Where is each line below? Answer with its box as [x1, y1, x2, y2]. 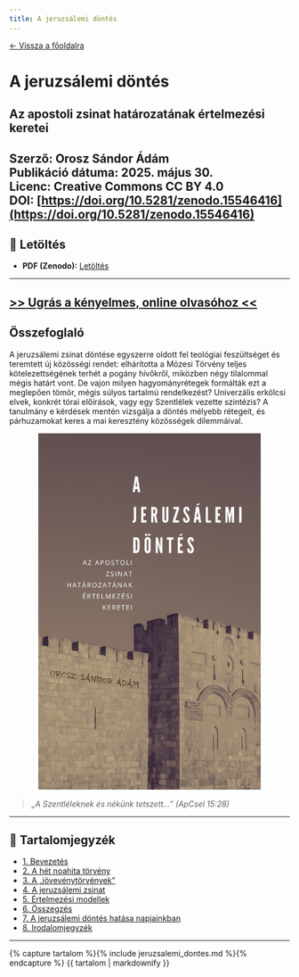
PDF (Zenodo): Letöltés [21, 261, 109, 271]
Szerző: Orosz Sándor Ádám [9, 151, 170, 166]
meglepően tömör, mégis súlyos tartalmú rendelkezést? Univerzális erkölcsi [9, 386, 287, 397]
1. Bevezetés [21, 857, 69, 867]
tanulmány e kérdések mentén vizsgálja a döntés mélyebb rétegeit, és [9, 406, 265, 417]
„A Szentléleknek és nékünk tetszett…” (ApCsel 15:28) [30, 799, 230, 809]
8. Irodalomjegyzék [21, 923, 93, 933]
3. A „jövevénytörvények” [21, 875, 116, 886]
